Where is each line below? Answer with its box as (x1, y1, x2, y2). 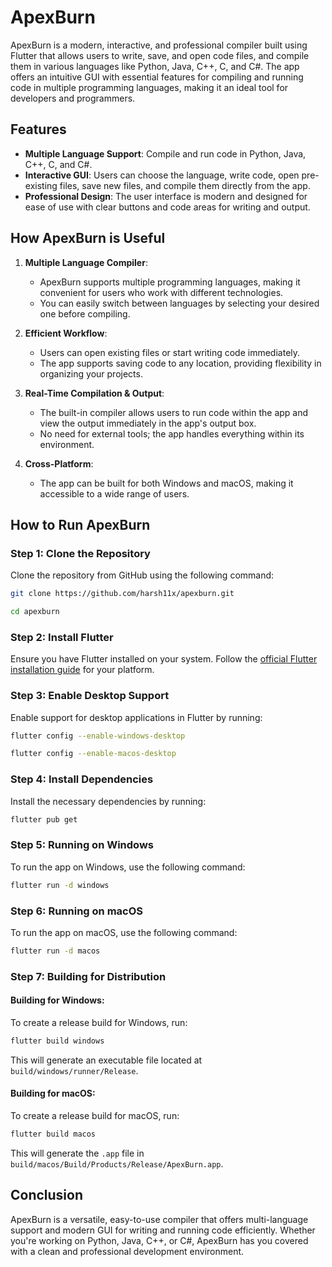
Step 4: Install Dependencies (10, 772, 154, 786)
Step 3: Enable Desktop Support (10, 689, 170, 703)
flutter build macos (10, 1129, 97, 1140)
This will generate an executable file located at (10, 1054, 203, 1066)
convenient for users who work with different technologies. (39, 286, 284, 298)
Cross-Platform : (24, 457, 94, 470)
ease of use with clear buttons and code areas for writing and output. (24, 201, 311, 213)
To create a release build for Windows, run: (10, 1016, 188, 1028)
